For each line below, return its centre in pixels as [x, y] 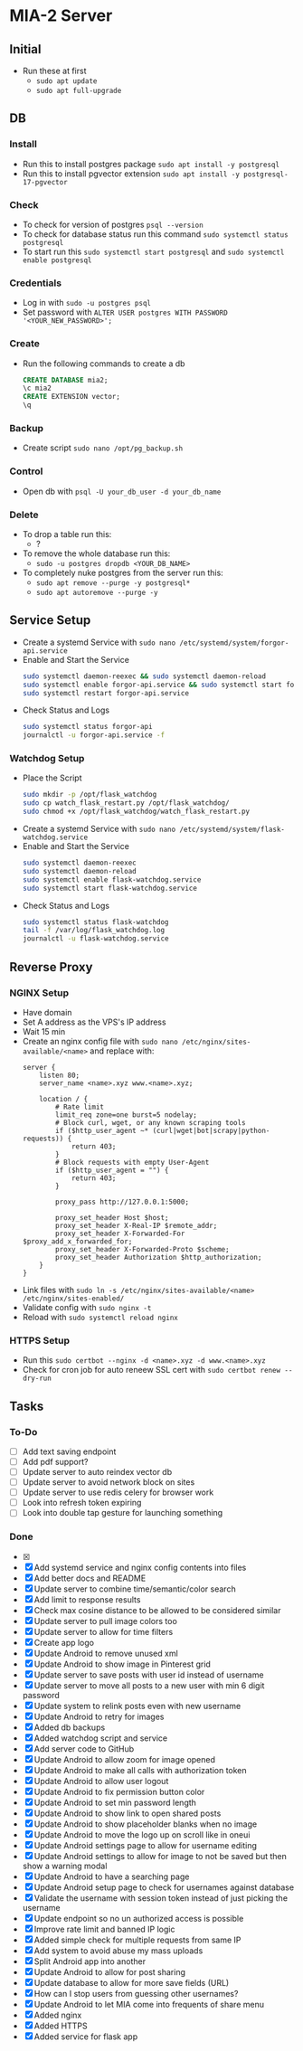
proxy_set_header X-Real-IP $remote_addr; [137, 1225]
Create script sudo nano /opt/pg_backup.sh [103, 448]
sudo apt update [66, 81]
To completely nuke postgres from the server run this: [123, 572]
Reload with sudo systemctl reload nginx [100, 1317]
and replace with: [122, 1051]
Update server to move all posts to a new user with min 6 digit [149, 1685]
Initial [25, 49]
